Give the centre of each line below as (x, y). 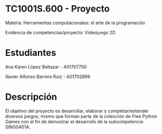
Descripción (31, 97)
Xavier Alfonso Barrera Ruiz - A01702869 (48, 77)
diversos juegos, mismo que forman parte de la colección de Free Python (81, 116)
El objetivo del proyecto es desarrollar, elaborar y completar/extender (77, 111)
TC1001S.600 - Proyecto (57, 9)
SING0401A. (18, 127)
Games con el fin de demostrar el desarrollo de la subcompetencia (74, 121)
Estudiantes (31, 53)
